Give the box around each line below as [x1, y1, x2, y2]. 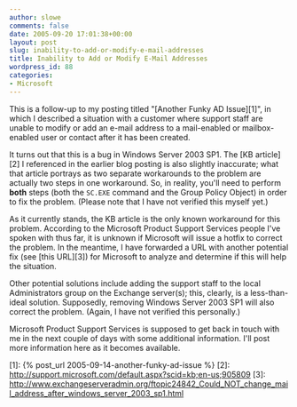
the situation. [9, 260, 58, 271]
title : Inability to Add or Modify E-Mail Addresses [9, 54, 208, 63]
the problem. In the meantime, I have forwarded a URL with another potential [9, 242, 289, 252]
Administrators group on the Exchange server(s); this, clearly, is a [9, 287, 249, 298]
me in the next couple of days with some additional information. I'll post [9, 332, 270, 343]
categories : [9, 71, 53, 80]
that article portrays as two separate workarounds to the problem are [9, 168, 262, 179]
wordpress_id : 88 [9, 63, 74, 72]
